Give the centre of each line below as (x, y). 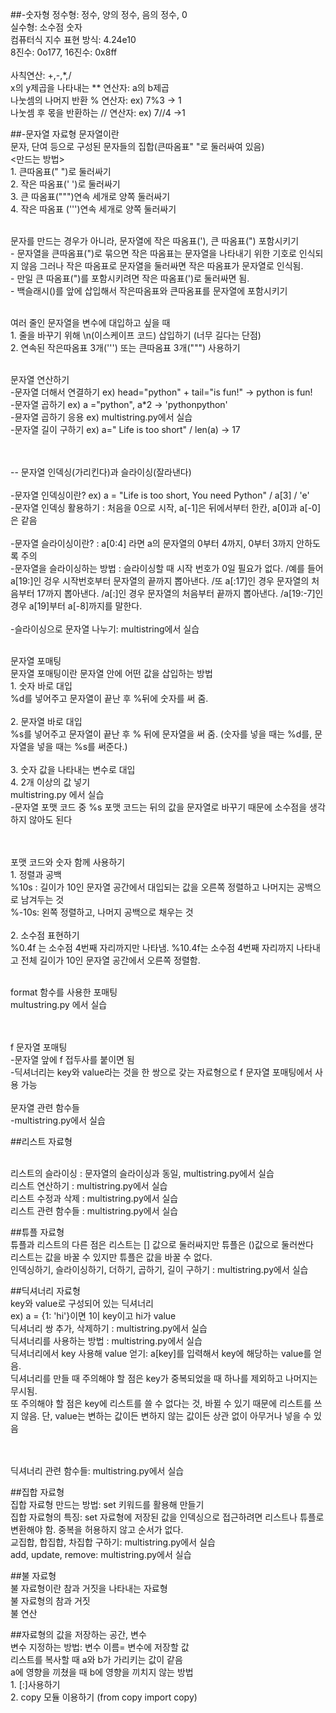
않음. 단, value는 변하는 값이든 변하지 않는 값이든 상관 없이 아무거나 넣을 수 (166, 1416)
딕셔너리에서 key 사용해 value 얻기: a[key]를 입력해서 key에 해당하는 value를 (161, 1353)
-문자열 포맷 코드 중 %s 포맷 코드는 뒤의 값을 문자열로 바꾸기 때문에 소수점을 (159, 807)
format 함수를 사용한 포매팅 (64, 992)
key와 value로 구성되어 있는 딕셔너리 (82, 1303)
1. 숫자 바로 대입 (41, 686)
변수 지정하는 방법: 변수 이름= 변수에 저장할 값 (100, 1647)
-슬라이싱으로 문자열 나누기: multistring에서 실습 (105, 629)
